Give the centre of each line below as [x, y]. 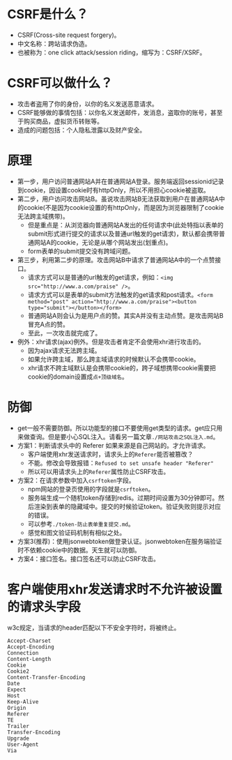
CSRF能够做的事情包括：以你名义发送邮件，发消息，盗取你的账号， [114, 112]
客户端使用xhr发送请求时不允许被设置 [115, 589]
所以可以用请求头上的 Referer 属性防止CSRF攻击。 [99, 471]
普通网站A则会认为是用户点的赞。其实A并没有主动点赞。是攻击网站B [126, 315]
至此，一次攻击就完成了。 [64, 333]
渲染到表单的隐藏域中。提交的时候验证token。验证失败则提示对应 [127, 506]
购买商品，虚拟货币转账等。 [63, 121]
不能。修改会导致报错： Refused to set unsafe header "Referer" [121, 463]
